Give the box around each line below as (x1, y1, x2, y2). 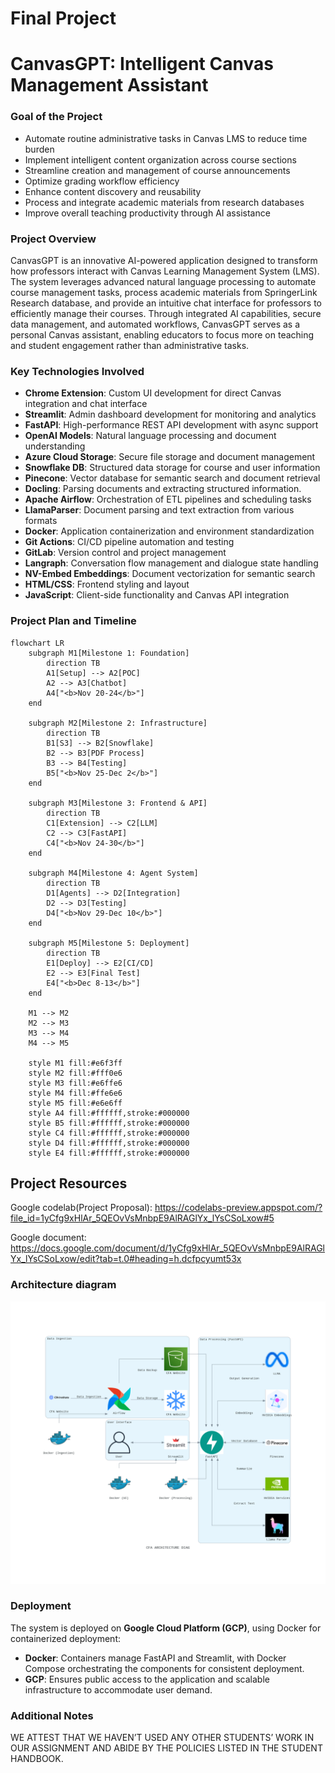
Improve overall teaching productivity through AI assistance (24, 207, 271, 219)
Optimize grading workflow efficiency (24, 175, 180, 187)
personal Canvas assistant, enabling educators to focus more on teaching (10, 328, 315, 341)
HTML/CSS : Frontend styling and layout (24, 578, 190, 591)
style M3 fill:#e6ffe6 (28, 1078, 123, 1088)
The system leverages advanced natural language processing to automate (10, 275, 317, 287)
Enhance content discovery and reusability (24, 185, 202, 197)
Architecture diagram (10, 1278, 117, 1292)
